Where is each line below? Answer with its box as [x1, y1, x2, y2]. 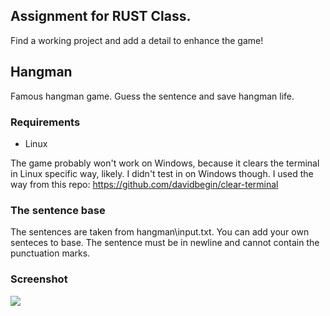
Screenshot [10, 272, 68, 286]
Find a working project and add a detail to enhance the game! [10, 34, 264, 46]
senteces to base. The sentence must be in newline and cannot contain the [10, 237, 320, 249]
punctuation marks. [10, 247, 91, 259]
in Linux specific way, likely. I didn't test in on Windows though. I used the [10, 167, 314, 179]
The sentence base [10, 203, 106, 217]
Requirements [10, 115, 81, 129]
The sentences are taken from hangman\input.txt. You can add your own [10, 226, 310, 238]
